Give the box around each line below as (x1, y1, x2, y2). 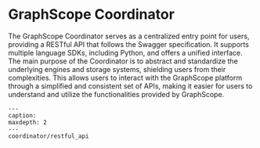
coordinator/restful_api (8, 132, 89, 140)
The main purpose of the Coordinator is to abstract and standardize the (8, 56, 239, 66)
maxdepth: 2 (8, 118, 47, 126)
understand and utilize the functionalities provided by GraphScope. (8, 89, 225, 99)
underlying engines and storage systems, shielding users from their (8, 64, 226, 74)
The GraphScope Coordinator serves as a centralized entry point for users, (8, 31, 250, 41)
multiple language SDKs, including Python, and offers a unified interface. (8, 48, 243, 57)
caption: (8, 111, 37, 119)
